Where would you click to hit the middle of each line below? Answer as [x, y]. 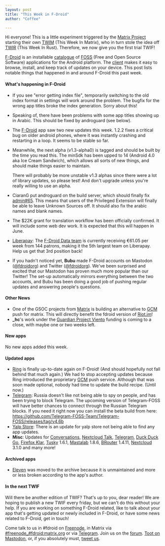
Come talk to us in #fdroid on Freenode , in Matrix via [58, 528]
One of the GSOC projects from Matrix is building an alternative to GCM [85, 309]
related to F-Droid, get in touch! [37, 518]
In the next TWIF [22, 486]
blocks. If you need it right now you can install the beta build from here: [84, 411]
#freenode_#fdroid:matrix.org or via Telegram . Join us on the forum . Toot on [82, 533]
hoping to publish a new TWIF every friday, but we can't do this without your [83, 503]
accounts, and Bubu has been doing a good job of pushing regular [79, 281]
